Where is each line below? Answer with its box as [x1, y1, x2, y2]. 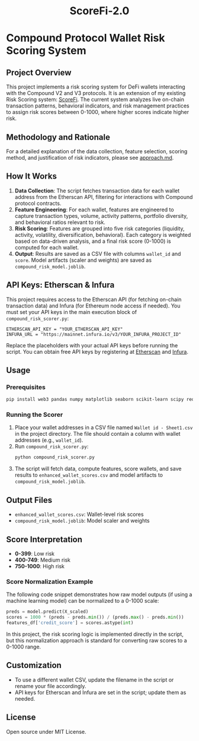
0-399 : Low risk [14, 550, 55, 557]
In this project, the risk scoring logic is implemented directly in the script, [6, 631, 184, 638]
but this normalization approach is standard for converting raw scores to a [6, 636, 188, 644]
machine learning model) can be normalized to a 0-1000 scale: [6, 597, 159, 604]
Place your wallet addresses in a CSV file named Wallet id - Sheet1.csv [14, 424, 193, 431]
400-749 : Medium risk [14, 556, 71, 563]
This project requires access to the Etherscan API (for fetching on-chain [6, 296, 182, 303]
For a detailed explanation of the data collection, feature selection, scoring [6, 148, 188, 155]
